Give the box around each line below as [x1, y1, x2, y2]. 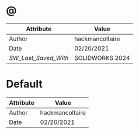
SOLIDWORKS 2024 [74, 53, 130, 62]
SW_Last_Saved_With [9, 53, 69, 62]
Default [6, 78, 43, 91]
